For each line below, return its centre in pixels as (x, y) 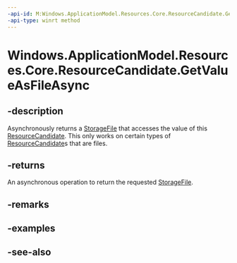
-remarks (28, 204)
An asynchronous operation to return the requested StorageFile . (101, 182)
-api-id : (20, 14)
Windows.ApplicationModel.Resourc (118, 55)
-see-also (29, 252)
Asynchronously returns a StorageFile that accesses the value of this (108, 128)
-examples (31, 229)
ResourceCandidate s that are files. (57, 143)
